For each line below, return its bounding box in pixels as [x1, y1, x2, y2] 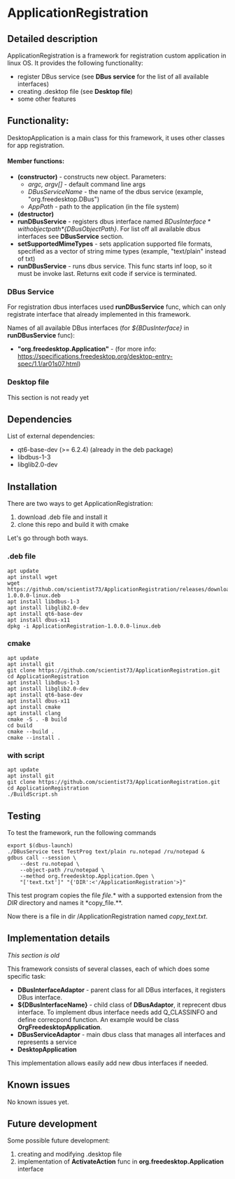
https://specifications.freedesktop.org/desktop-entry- [17, 352, 173, 361]
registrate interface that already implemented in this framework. [7, 310, 191, 319]
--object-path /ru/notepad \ [20, 867, 105, 874]
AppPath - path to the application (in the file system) [27, 202, 180, 211]
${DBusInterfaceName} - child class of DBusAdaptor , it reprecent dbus [17, 1000, 227, 1009]
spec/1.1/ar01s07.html [17, 359, 79, 368]
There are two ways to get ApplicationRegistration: [7, 499, 154, 508]
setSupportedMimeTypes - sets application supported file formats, [17, 240, 213, 248]
